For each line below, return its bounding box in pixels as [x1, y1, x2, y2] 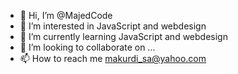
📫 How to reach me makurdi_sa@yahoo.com [19, 53, 207, 64]
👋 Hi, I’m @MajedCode [19, 10, 113, 21]
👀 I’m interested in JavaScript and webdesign [19, 20, 207, 32]
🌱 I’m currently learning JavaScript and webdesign [19, 31, 228, 42]
